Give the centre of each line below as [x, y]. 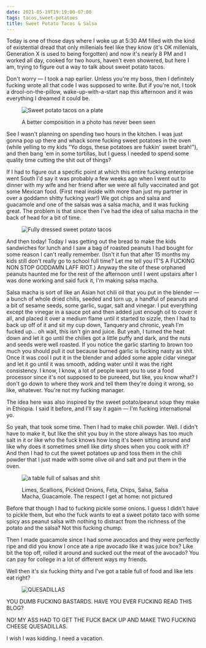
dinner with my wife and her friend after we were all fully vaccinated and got [103, 185]
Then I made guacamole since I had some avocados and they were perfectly [103, 540]
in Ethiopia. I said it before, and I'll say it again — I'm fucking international [99, 409]
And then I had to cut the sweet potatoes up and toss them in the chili [94, 453]
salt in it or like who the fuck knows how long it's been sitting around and [98, 440]
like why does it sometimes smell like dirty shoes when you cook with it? [97, 447]
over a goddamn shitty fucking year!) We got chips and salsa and [89, 198]
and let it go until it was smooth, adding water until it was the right [90, 364]
